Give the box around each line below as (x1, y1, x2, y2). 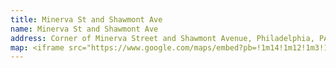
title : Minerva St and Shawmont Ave (10, 14, 163, 25)
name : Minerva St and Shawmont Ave (10, 24, 159, 34)
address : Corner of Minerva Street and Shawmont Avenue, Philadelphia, (10, 33, 315, 43)
